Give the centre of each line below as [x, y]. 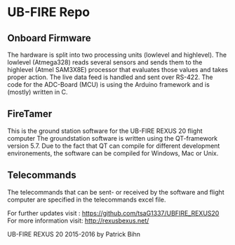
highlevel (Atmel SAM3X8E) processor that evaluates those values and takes [118, 70]
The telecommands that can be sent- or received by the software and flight [116, 192]
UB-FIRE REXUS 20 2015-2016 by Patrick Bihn [74, 234]
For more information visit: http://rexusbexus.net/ [78, 220]
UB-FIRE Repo [48, 12]
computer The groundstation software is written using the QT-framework [113, 138]
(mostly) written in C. [38, 92]
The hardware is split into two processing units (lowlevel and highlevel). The [117, 55]
